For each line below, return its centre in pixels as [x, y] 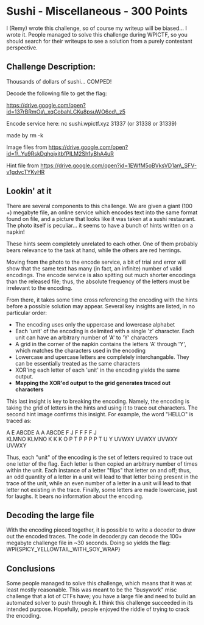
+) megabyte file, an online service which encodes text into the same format [102, 212]
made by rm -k [25, 135]
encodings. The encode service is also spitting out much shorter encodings [101, 275]
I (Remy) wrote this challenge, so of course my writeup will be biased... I [97, 28]
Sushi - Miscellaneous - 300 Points [97, 11]
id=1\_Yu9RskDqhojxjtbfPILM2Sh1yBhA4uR [60, 153]
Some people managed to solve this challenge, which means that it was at [99, 583]
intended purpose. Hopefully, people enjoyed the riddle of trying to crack [98, 609]
